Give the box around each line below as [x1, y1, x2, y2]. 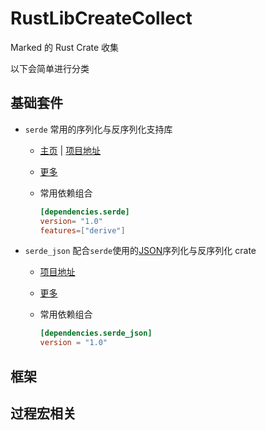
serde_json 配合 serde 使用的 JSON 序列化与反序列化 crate [24, 245, 257, 257]
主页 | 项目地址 [39, 144, 102, 156]
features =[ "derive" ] [39, 225, 126, 236]
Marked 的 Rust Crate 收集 [10, 41, 120, 53]
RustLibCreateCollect [10, 7, 193, 30]
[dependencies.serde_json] [39, 328, 153, 339]
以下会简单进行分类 [10, 62, 90, 74]
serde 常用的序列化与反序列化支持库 [24, 123, 173, 135]
